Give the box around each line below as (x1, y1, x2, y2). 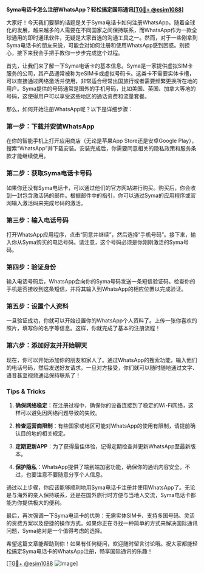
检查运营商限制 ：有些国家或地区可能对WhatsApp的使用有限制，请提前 (15, 422, 191, 429)
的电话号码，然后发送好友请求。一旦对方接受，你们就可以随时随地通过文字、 (6, 364, 198, 371)
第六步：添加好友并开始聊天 (6, 341, 87, 350)
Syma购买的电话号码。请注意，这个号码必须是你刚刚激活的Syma (22, 238, 183, 246)
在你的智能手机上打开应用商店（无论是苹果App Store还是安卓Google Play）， (6, 137, 197, 145)
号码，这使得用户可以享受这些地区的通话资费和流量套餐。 (6, 92, 150, 100)
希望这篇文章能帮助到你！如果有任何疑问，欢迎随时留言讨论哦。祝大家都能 (6, 540, 192, 547)
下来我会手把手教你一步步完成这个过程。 (22, 49, 123, 57)
